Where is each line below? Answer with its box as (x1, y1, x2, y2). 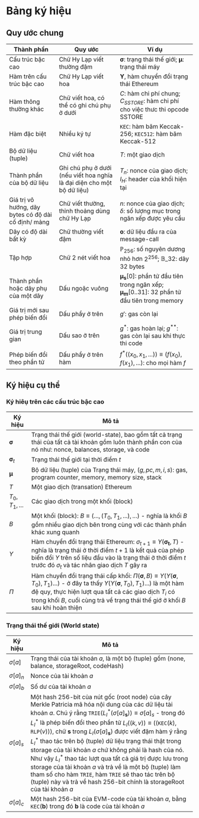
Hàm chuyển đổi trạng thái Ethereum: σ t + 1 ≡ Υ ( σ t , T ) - (31, 538, 185, 547)
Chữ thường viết (59, 228, 104, 236)
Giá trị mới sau (9, 306, 49, 315)
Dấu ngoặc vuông (59, 284, 108, 292)
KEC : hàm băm (120, 123, 159, 131)
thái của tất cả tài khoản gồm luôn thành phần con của (31, 437, 182, 446)
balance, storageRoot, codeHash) (30, 662, 124, 670)
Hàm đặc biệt (9, 130, 46, 138)
